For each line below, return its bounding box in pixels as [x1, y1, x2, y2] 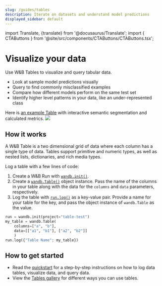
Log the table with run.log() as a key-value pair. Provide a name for [12, 194, 151, 200]
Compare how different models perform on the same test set [12, 90, 136, 95]
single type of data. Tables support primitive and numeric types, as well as [5, 149, 157, 155]
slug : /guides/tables [5, 7, 50, 12]
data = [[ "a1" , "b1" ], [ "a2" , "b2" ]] [14, 228, 88, 233]
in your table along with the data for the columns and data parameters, [12, 184, 155, 190]
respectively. [12, 189, 39, 195]
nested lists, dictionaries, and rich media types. [5, 154, 102, 160]
